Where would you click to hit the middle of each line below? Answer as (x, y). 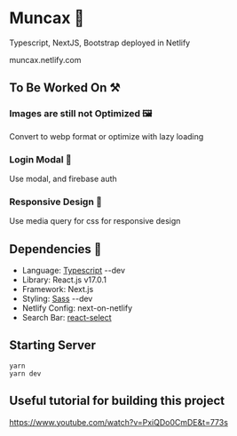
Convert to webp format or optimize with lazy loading (107, 136)
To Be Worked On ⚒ (65, 88)
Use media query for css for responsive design (95, 221)
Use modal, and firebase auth (63, 178)
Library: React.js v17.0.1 (64, 280)
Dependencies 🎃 (55, 249)
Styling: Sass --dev (57, 299)
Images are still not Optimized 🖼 (81, 114)
